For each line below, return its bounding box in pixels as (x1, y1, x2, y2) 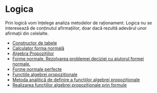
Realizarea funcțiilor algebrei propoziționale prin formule (12, 82, 127, 88)
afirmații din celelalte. (5, 30, 49, 36)
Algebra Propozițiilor (12, 50, 54, 56)
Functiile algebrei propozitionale (12, 71, 78, 77)
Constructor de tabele (12, 40, 57, 46)
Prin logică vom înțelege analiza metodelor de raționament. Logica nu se (5, 20, 152, 26)
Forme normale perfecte (12, 66, 62, 72)
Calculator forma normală (12, 45, 65, 51)
